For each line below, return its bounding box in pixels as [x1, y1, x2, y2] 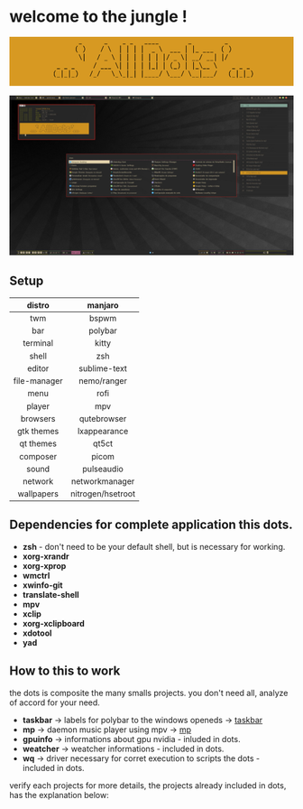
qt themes [19, 438, 57, 449]
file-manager [13, 376, 63, 386]
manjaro [87, 300, 119, 311]
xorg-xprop [22, 560, 67, 571]
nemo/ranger [78, 376, 128, 386]
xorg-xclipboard [22, 618, 86, 628]
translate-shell [22, 589, 79, 600]
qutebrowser [79, 413, 127, 423]
